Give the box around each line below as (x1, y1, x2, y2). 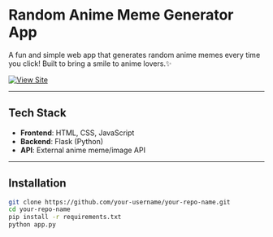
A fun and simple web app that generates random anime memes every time (8, 50, 261, 59)
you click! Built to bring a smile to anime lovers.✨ (8, 59, 172, 68)
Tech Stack (8, 106, 67, 120)
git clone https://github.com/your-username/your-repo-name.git (8, 198, 231, 206)
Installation (8, 177, 67, 191)
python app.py (8, 221, 57, 229)
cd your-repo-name (8, 205, 71, 213)
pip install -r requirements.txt (8, 213, 122, 222)
